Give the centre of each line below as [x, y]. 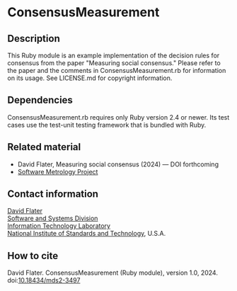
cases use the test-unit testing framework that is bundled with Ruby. [107, 125]
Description [34, 39]
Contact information [53, 194]
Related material [44, 147]
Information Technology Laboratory [59, 226]
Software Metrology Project [58, 171]
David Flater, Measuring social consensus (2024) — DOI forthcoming [118, 164]
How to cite [33, 256]
